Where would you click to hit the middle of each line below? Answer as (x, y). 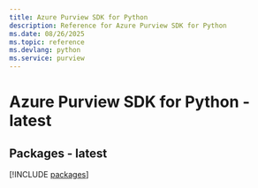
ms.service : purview (47, 58)
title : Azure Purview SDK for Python (79, 17)
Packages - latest (58, 153)
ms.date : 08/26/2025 (47, 34)
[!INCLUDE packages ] (49, 174)
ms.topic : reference (47, 42)
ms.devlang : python (45, 50)
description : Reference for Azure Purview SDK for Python (118, 26)
